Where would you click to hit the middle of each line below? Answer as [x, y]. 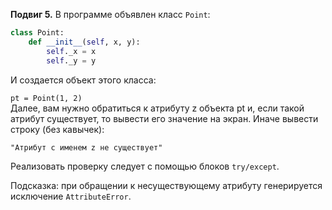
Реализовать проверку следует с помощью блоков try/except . [145, 166]
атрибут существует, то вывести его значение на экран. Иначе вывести [164, 118]
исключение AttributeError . [71, 196]
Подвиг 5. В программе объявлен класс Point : [110, 14]
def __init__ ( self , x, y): [84, 42]
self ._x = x [71, 51]
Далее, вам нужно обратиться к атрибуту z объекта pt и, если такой [157, 108]
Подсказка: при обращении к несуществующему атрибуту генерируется [166, 185]
